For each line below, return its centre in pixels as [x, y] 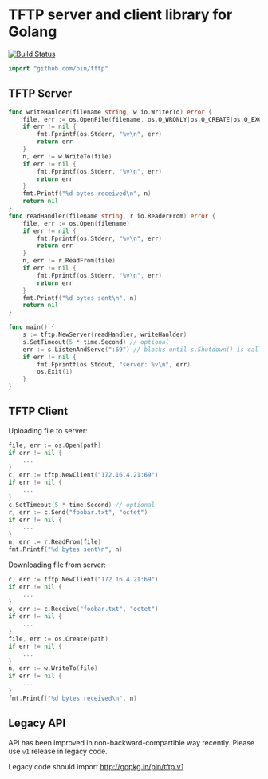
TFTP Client [38, 411]
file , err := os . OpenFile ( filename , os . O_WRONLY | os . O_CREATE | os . [134, 119]
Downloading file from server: [57, 565]
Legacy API [37, 723]
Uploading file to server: [48, 430]
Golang [33, 32]
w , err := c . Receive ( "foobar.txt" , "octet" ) [83, 609]
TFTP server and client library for [120, 15]
